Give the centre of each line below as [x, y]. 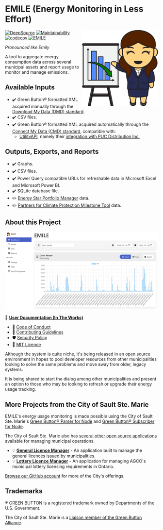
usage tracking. [21, 389]
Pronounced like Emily [27, 47]
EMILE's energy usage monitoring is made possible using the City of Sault [79, 416]
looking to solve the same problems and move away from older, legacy [76, 364]
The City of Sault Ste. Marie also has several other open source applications [81, 436]
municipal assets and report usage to [42, 67]
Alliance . [14, 522]
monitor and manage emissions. [37, 72]
